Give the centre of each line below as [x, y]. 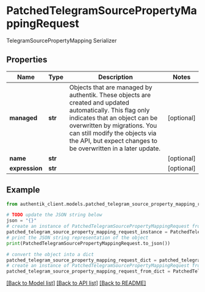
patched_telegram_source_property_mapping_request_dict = [81, 260]
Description [115, 77]
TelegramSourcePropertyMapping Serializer [62, 40]
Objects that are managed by [111, 87]
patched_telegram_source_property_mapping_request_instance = [87, 232]
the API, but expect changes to [113, 141]
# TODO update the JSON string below [54, 215]
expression [26, 168]
